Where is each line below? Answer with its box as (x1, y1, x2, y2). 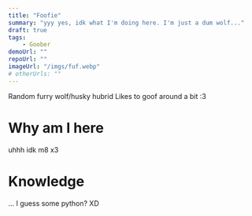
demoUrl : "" (8, 48, 47, 56)
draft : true (8, 26, 47, 34)
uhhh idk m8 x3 (8, 145, 59, 154)
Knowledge (8, 172, 85, 190)
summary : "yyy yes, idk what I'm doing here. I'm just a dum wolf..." (8, 19, 245, 27)
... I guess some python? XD (8, 198, 100, 208)
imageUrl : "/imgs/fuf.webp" (8, 63, 101, 71)
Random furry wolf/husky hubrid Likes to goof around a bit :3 (8, 91, 206, 101)
